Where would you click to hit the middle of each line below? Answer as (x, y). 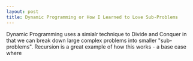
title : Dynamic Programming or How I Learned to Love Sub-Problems (92, 17)
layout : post (22, 12)
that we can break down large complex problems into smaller (82, 40)
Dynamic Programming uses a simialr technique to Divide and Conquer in (96, 34)
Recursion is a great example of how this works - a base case (111, 46)
